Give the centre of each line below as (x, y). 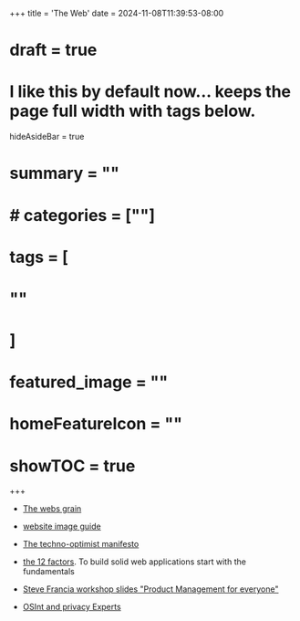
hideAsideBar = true (47, 137)
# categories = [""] (83, 215)
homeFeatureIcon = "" (96, 424)
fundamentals (48, 572)
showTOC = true (72, 466)
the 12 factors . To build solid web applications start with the (134, 562)
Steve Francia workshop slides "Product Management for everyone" (150, 589)
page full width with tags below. (133, 111)
